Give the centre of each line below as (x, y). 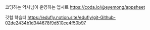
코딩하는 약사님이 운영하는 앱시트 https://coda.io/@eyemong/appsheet (75, 7)
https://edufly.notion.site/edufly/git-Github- (72, 17)
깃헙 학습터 (16, 17)
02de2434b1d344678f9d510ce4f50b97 (46, 23)
